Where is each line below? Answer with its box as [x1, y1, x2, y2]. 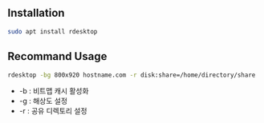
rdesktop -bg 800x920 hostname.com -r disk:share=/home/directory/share [7, 71, 256, 79]
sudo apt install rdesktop [7, 27, 98, 35]
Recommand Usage [7, 50, 108, 63]
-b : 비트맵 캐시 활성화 [18, 86, 89, 96]
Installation [7, 6, 65, 20]
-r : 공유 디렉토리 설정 [18, 106, 87, 116]
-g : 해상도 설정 [18, 96, 68, 106]
